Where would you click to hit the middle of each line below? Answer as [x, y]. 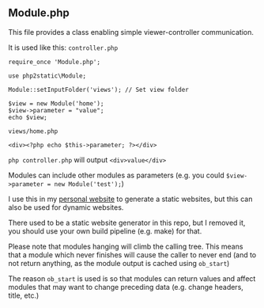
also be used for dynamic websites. [66, 207]
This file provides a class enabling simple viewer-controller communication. [131, 32]
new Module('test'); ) [89, 183]
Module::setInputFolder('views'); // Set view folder [99, 89]
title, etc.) [24, 295]
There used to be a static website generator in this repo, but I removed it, [127, 222]
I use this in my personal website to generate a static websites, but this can [130, 199]
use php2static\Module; [47, 76]
